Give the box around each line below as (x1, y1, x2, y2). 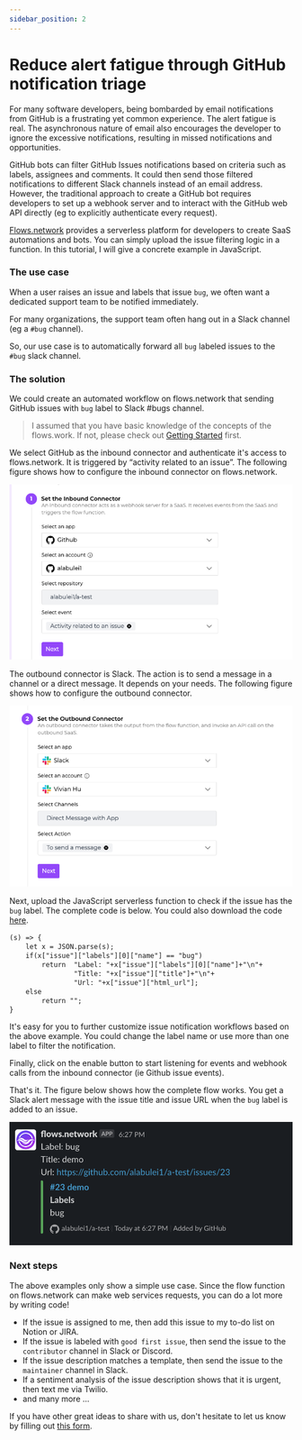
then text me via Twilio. (22, 1383, 109, 1394)
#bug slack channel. (9, 350, 82, 360)
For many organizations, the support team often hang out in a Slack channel (9, 314, 290, 324)
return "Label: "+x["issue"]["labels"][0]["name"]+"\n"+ (41, 960, 263, 969)
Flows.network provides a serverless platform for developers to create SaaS (9, 224, 291, 235)
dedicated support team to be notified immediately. (9, 296, 200, 306)
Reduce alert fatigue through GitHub (9, 54, 286, 75)
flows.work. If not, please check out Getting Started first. (31, 430, 243, 441)
